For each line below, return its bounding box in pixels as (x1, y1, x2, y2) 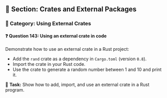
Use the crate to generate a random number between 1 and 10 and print (12, 66, 162, 72)
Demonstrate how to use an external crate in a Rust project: (5, 46, 130, 52)
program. (5, 86, 25, 93)
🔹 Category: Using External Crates (5, 20, 92, 27)
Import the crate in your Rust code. (12, 61, 86, 67)
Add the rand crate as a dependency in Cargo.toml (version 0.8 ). (12, 56, 147, 62)
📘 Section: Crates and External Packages (5, 5, 137, 14)
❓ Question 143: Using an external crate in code (5, 33, 107, 39)
